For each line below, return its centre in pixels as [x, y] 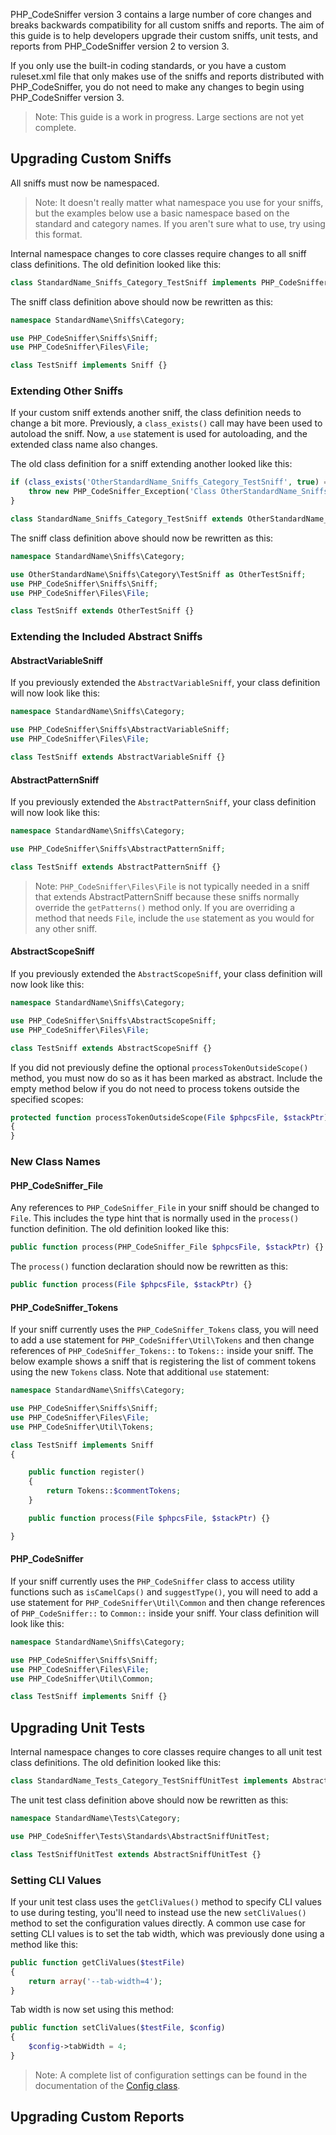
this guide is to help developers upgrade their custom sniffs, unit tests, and [164, 35]
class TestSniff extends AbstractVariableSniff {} [118, 757]
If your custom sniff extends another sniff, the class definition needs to [156, 413]
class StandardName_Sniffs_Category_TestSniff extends [127, 519]
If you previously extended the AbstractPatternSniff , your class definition [163, 802]
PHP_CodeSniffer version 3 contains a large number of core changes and [161, 14]
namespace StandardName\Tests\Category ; [96, 1818]
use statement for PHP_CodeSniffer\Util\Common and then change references [168, 1602]
